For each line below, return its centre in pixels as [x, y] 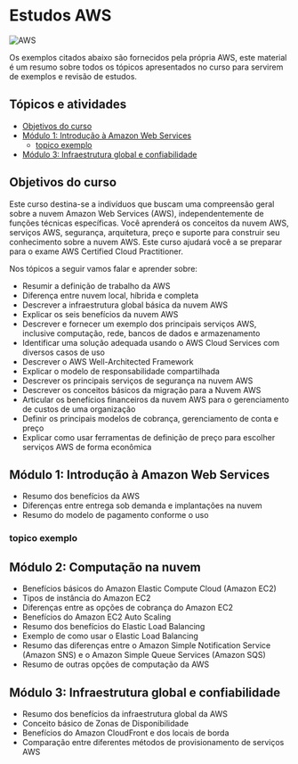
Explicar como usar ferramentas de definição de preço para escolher [149, 437]
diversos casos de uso [63, 352]
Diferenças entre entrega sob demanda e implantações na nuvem [142, 505]
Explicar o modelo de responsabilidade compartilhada [121, 371]
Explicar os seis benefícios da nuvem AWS [100, 314]
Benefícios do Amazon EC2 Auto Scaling [97, 617]
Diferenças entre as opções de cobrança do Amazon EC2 [128, 608]
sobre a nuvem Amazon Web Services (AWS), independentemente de [137, 213]
